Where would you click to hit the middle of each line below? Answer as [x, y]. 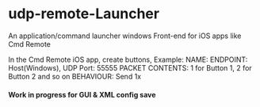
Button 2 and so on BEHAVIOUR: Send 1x [75, 76]
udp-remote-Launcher [84, 14]
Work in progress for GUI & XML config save [82, 94]
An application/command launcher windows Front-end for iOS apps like [125, 36]
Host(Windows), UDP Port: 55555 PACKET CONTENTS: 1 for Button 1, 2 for [130, 67]
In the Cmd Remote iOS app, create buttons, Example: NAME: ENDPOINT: [128, 59]
